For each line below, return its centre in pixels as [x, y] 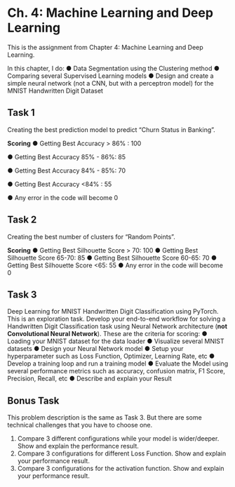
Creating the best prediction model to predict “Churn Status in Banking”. [111, 129]
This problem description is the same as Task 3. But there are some [105, 418]
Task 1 [21, 113]
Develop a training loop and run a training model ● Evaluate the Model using [118, 363]
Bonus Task [33, 400]
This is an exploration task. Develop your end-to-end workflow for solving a [116, 319]
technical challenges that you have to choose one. [80, 425]
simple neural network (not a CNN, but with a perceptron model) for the [110, 83]
